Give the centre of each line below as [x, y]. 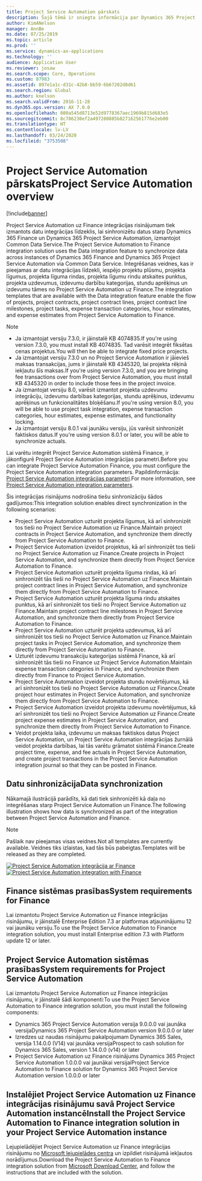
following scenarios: [31, 509]
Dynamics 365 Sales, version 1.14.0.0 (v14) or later [77, 1050]
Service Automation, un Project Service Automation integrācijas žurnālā [104, 739]
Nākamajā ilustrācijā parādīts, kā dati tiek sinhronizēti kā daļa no [86, 799]
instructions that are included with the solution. [65, 1172]
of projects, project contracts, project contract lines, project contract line [96, 302]
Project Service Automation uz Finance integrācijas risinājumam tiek [91, 225]
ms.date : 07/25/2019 [32, 34]
